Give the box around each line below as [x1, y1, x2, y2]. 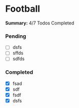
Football [5, 3, 41, 15]
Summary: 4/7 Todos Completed [5, 20, 74, 26]
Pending [5, 33, 26, 40]
